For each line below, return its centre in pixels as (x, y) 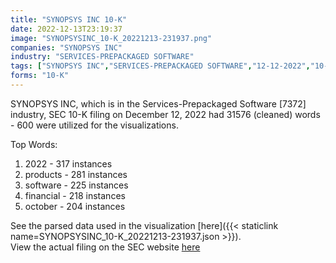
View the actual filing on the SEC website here (105, 247)
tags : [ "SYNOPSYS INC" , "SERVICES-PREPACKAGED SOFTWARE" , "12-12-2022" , (160, 66)
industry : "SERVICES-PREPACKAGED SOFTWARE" (102, 57)
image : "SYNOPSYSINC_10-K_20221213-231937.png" (111, 38)
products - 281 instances (76, 174)
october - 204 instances (75, 206)
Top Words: (34, 144)
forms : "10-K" (40, 76)
